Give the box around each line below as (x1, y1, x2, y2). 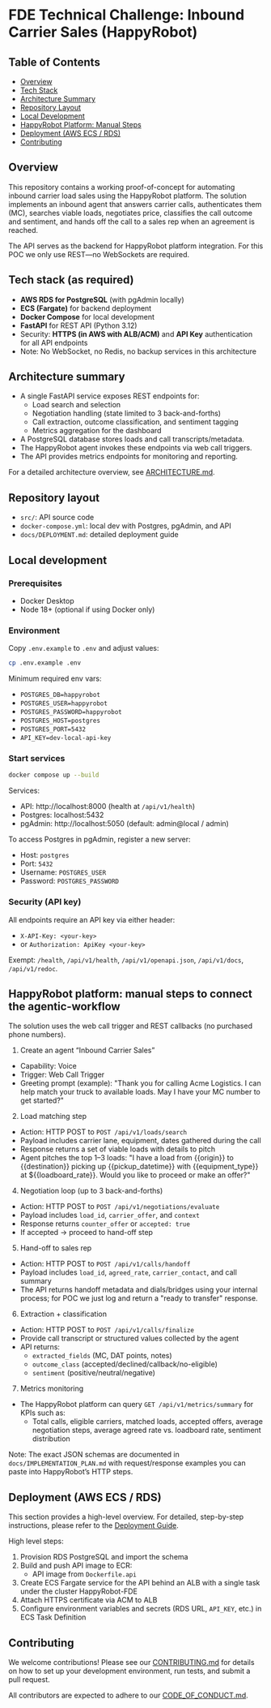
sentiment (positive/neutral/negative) (32, 1368, 156, 1378)
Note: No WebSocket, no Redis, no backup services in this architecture (19, 346, 257, 356)
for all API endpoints (19, 338, 88, 347)
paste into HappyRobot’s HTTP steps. (8, 1467, 133, 1477)
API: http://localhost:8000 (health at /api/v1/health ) (19, 802, 196, 811)
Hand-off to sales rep (19, 1243, 92, 1253)
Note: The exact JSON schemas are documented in (8, 1450, 180, 1460)
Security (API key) (8, 897, 82, 908)
